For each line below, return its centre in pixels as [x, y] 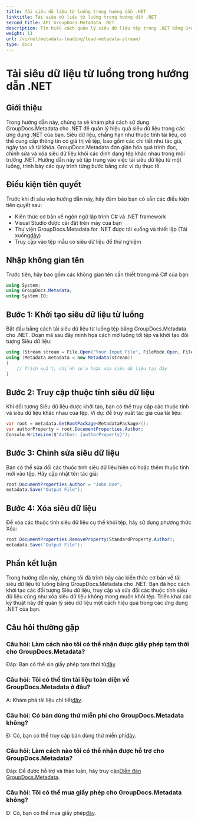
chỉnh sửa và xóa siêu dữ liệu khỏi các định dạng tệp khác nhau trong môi [95, 153]
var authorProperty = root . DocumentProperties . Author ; [75, 429]
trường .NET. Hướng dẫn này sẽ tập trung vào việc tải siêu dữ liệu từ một [94, 159]
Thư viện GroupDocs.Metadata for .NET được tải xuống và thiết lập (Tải [101, 229]
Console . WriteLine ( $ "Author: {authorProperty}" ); [68, 434]
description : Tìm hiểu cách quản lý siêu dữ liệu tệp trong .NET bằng [95, 28]
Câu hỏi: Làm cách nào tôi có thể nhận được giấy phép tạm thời [98, 644]
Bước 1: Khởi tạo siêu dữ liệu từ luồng [75, 314]
